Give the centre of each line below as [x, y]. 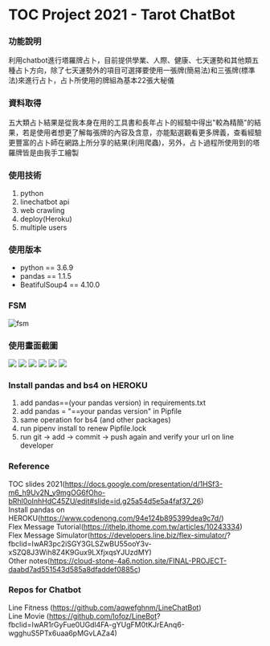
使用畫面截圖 [33, 345]
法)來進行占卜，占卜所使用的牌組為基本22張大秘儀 [92, 80]
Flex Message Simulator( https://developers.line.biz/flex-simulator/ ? [120, 535]
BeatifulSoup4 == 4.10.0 [60, 285]
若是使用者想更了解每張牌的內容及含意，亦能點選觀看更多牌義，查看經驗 [142, 132]
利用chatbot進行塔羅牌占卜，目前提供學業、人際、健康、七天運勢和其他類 [130, 60]
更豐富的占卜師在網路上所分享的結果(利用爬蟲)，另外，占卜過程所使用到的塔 [134, 142]
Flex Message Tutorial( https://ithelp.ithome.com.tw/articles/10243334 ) [125, 526]
